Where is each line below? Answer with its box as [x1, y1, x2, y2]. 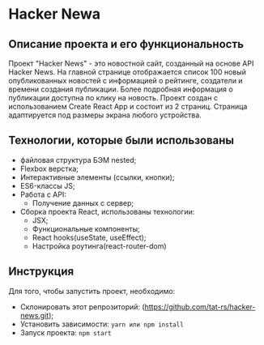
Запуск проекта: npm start [19, 327, 112, 337]
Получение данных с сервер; [32, 198, 134, 207]
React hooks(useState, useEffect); [32, 232, 147, 242]
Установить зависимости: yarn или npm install [19, 319, 184, 329]
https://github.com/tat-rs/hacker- [144, 301, 256, 312]
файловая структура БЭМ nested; [19, 155, 137, 164]
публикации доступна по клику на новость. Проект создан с [8, 93, 219, 102]
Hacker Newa [8, 5, 101, 23]
